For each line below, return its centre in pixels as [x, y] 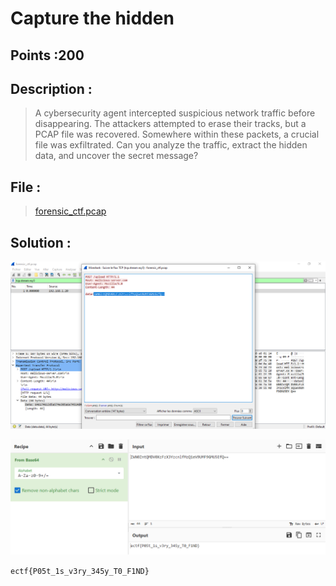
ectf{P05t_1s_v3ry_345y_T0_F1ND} [80, 572]
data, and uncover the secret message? [116, 156]
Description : [51, 88]
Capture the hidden [92, 18]
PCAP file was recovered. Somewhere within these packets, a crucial [177, 134]
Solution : [41, 242]
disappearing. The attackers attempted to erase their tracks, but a [170, 124]
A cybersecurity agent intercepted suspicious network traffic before [175, 113]
